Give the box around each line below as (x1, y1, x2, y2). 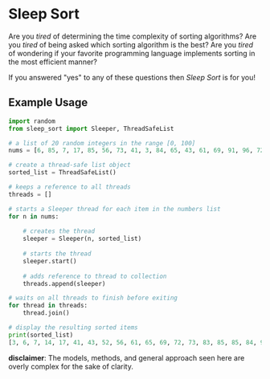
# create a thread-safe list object (8, 161, 131, 169)
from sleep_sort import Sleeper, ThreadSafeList (8, 124, 174, 132)
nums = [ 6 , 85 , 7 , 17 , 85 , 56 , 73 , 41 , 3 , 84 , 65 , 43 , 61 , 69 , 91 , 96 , (8, 146, 254, 155)
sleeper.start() (22, 257, 78, 265)
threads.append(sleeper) (22, 279, 106, 287)
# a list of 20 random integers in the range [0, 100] (8, 139, 196, 147)
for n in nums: (8, 212, 59, 221)
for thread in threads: (8, 302, 88, 310)
